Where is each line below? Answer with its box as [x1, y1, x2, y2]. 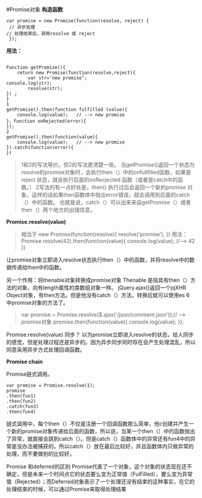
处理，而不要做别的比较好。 [6, 450, 75, 457]
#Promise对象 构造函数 [6, 6, 63, 13]
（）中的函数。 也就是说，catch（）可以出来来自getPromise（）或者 [20, 198, 191, 206]
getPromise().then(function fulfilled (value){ [6, 106, 128, 112]
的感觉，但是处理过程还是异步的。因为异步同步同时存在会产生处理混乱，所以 [6, 339, 196, 345]
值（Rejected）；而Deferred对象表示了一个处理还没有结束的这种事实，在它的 [6, 478, 195, 485]
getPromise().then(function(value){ [6, 134, 98, 140]
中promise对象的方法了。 [6, 299, 69, 306]
